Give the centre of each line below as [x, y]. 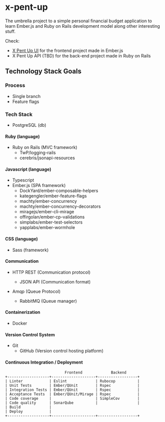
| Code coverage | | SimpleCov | [72, 399]
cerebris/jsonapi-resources [47, 158]
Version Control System [30, 334]
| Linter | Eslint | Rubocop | [72, 381]
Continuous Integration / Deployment [44, 362]
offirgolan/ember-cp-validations [52, 217]
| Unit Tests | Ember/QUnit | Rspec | [72, 386]
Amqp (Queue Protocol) [36, 291]
